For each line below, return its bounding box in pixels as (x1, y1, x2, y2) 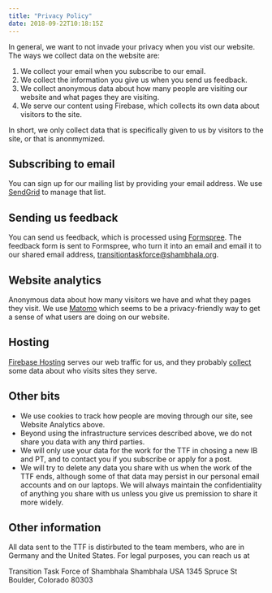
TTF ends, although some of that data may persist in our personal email (19, 471, 260, 481)
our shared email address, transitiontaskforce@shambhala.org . (8, 249, 219, 260)
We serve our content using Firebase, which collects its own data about (19, 101, 260, 110)
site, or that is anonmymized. (8, 133, 106, 143)
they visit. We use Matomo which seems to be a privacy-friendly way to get (8, 303, 261, 313)
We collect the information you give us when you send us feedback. (19, 75, 248, 84)
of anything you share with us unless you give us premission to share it (19, 488, 258, 498)
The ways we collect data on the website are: (8, 50, 160, 60)
